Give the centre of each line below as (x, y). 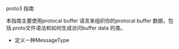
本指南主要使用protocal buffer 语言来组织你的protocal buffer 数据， (87, 21)
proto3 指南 (20, 8)
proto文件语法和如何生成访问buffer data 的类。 (69, 28)
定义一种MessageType (42, 40)
